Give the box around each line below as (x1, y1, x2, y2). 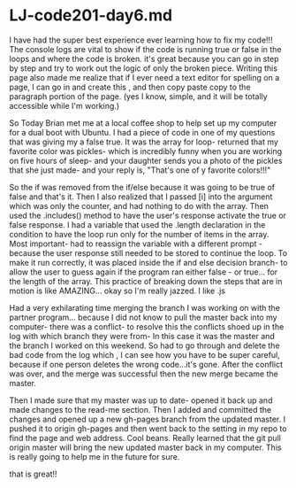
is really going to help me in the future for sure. (9, 451, 180, 461)
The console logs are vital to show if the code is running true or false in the (9, 43, 282, 54)
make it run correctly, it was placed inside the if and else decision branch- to (9, 257, 288, 267)
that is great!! (9, 469, 57, 479)
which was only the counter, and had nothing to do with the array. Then (9, 200, 269, 211)
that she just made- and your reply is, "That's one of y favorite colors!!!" (9, 165, 271, 175)
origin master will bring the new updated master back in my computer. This (9, 442, 282, 453)
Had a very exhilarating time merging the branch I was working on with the (9, 302, 281, 313)
